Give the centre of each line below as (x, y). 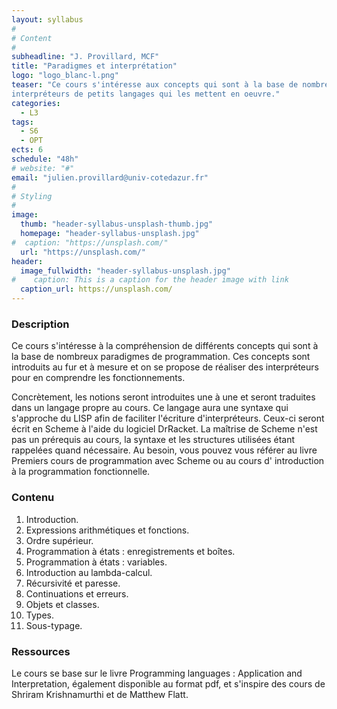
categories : (36, 103)
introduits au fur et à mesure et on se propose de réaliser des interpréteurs (165, 367)
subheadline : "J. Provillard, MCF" (85, 57)
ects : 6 (27, 150)
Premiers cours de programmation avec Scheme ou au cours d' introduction (168, 461)
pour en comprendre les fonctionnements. (98, 378)
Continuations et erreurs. (77, 593)
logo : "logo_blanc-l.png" (65, 76)
